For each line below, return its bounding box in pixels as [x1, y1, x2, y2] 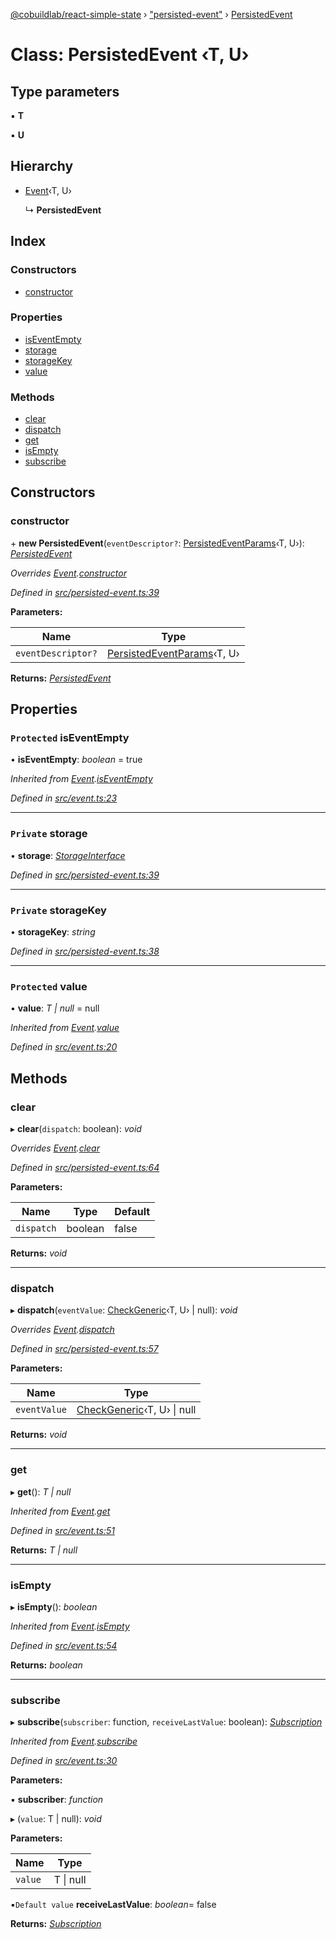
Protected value [10, 979, 88, 993]
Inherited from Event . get [10, 1505, 111, 1517]
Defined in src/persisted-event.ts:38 [10, 945, 160, 958]
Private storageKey [10, 903, 107, 917]
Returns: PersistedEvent [10, 672, 112, 684]
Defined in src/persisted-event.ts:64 [10, 1162, 160, 1174]
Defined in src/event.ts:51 [10, 1524, 115, 1536]
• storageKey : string [10, 926, 96, 938]
